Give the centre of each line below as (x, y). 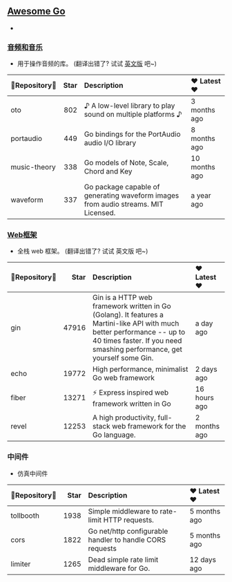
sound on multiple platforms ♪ (133, 115)
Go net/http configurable (128, 531)
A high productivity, (124, 417)
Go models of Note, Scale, (126, 163)
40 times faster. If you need (137, 341)
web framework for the (149, 426)
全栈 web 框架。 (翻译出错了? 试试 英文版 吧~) (83, 251)
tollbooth (25, 516)
